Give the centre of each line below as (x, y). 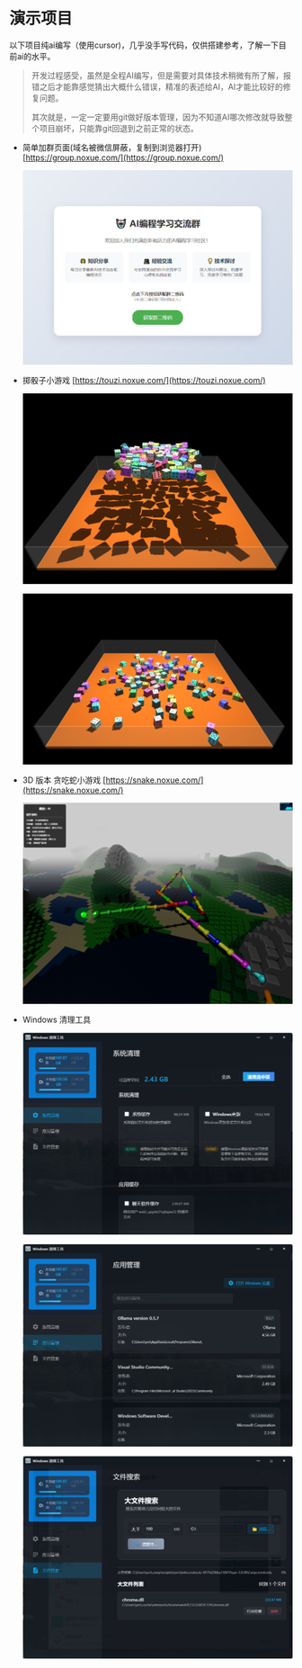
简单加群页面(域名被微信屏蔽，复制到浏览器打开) (112, 147)
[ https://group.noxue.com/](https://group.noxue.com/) (123, 157)
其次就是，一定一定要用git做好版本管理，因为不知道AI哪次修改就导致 (158, 117)
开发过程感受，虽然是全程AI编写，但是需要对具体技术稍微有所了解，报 (161, 75)
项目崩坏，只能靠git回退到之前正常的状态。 (119, 128)
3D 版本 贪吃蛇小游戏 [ (64, 780)
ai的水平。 (36, 56)
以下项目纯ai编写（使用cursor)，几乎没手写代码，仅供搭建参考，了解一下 (144, 45)
